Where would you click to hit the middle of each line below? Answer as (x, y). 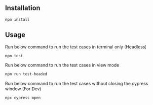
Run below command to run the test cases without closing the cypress (76, 84)
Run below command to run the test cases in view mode (62, 65)
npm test (14, 56)
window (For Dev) (23, 89)
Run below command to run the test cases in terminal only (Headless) (76, 47)
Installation (23, 8)
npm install (17, 19)
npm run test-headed (26, 74)
